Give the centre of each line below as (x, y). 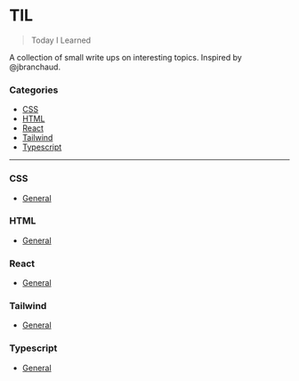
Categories (34, 90)
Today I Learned (61, 40)
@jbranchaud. (35, 67)
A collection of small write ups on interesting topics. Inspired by (125, 57)
